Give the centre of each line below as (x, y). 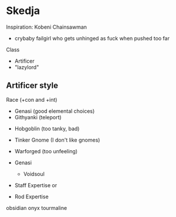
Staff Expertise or (36, 185)
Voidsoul (34, 174)
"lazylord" (27, 67)
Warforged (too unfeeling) (46, 151)
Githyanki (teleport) (38, 117)
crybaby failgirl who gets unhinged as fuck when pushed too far (92, 38)
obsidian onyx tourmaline (37, 208)
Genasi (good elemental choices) (55, 111)
